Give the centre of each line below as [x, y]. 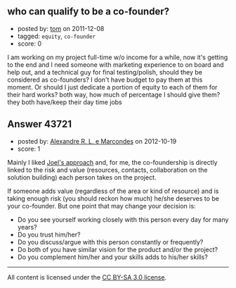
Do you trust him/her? [49, 234]
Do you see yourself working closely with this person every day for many [123, 219]
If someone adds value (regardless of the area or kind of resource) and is [113, 191]
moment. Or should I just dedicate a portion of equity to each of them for [112, 87]
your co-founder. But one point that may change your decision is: [101, 206]
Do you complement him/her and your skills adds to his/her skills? [113, 257]
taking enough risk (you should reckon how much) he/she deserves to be [113, 198]
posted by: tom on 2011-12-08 [61, 28]
